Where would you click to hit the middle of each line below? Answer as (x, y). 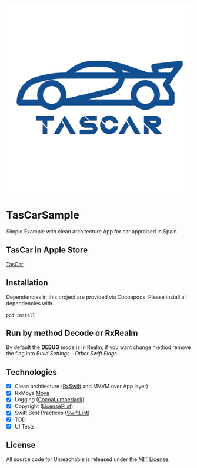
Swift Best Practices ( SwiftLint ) (52, 413)
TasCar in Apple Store (47, 250)
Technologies (32, 372)
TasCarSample (43, 215)
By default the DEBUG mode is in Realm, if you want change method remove (98, 347)
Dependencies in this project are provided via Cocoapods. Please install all (96, 297)
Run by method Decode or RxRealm (72, 333)
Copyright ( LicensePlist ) (44, 406)
